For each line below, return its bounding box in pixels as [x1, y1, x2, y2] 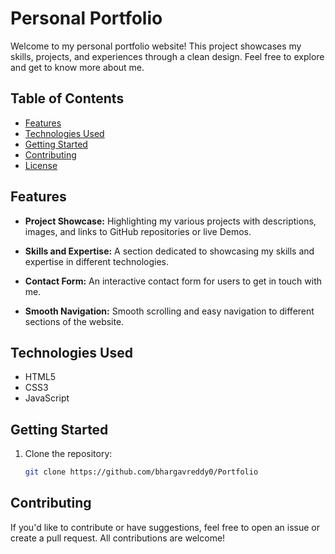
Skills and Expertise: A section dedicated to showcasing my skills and [24, 245, 315, 257]
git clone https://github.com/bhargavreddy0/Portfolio [24, 467, 259, 477]
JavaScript [24, 392, 70, 404]
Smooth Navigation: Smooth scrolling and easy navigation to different [24, 305, 315, 317]
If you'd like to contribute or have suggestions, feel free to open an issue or [10, 521, 321, 533]
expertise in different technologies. [24, 255, 169, 267]
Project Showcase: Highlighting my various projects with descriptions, [24, 215, 317, 227]
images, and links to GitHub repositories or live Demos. [24, 225, 252, 237]
